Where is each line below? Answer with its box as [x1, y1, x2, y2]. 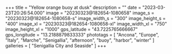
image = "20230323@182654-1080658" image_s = [46, 10, 155, 16]
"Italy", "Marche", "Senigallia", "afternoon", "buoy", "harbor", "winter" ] [5, 37, 155, 43]
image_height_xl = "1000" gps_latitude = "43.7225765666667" [5, 26, 138, 32]
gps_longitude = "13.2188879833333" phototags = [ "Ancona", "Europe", [5, 32, 159, 38]
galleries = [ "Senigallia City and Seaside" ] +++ [5, 43, 107, 48]
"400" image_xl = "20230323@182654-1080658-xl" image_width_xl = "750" [5, 21, 167, 27]
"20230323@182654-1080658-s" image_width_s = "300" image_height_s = [5, 15, 166, 21]
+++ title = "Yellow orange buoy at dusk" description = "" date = [5, 5, 141, 10]
